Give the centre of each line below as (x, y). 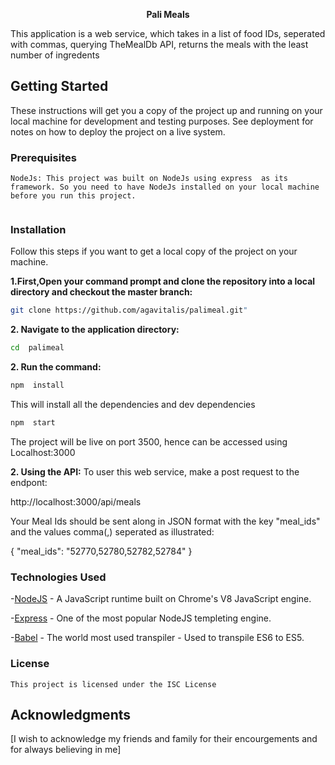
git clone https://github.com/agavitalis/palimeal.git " (129, 310)
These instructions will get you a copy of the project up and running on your (166, 110)
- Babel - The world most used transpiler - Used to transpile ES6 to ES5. (157, 638)
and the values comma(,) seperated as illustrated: (112, 531)
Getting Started (59, 86)
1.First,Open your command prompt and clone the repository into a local (163, 281)
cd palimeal (37, 348)
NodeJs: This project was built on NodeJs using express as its (149, 179)
